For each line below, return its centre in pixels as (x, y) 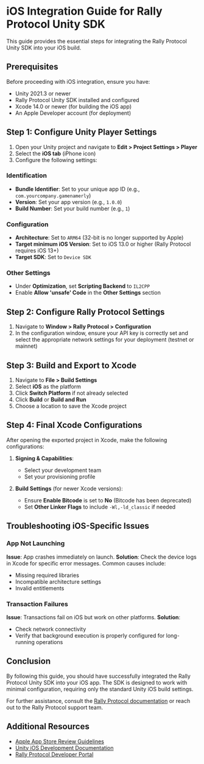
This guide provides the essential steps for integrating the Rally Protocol (97, 41)
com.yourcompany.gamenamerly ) (53, 195)
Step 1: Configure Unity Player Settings (82, 132)
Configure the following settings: (56, 160)
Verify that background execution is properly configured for (90, 635)
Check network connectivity (51, 629)
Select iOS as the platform (48, 387)
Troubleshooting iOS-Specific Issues (78, 526)
